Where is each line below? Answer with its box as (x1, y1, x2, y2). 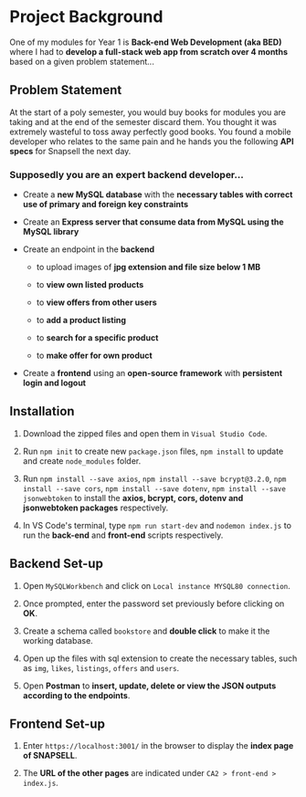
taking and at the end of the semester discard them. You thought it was (9, 116, 277, 127)
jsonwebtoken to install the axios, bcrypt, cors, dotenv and (22, 492, 244, 503)
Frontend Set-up (9, 717, 105, 732)
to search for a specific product (36, 332, 159, 343)
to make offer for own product (36, 350, 153, 362)
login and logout (22, 377, 87, 389)
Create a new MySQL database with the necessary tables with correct (22, 189, 293, 200)
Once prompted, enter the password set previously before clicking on (22, 598, 285, 609)
